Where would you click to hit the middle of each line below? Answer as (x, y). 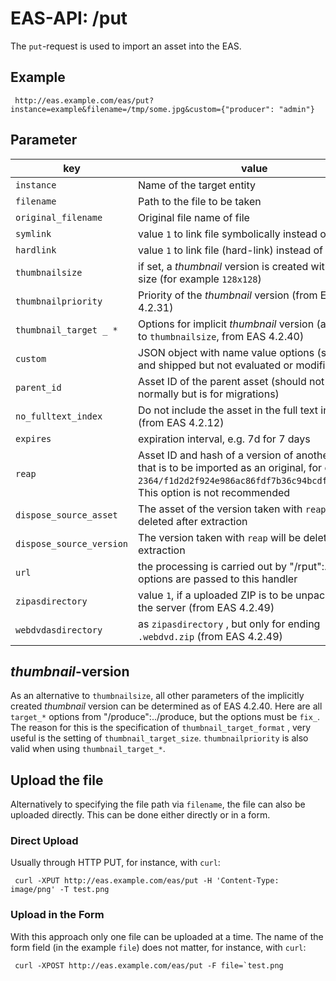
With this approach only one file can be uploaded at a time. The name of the (167, 936)
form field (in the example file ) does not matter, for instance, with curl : (158, 947)
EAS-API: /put (69, 18)
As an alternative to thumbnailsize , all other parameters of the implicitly (157, 696)
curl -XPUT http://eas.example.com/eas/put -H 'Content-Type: (147, 881)
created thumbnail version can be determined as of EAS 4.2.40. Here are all (166, 706)
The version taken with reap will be (220, 537)
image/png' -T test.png (60, 890)
